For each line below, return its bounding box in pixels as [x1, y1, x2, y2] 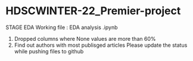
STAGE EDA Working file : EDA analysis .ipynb [5, 24, 118, 31]
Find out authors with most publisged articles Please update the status [14, 41, 188, 49]
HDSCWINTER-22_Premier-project [5, 4, 181, 18]
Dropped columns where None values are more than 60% [14, 35, 156, 42]
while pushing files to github [14, 47, 84, 54]
